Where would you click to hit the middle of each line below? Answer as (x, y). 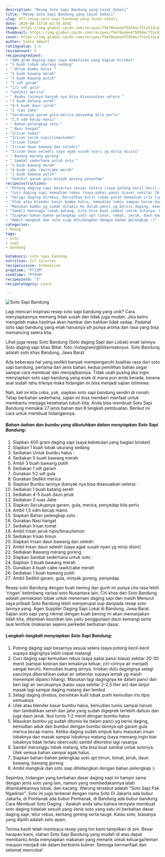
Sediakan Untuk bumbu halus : (44, 453)
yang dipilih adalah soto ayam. (36, 820)
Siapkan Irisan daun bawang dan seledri (53, 542)
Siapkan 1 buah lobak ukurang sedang (51, 448)
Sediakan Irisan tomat (35, 526)
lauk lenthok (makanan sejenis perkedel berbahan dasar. (63, 624)
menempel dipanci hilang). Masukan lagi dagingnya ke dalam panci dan (85, 679)
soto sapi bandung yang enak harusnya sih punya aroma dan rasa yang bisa (82, 327)
